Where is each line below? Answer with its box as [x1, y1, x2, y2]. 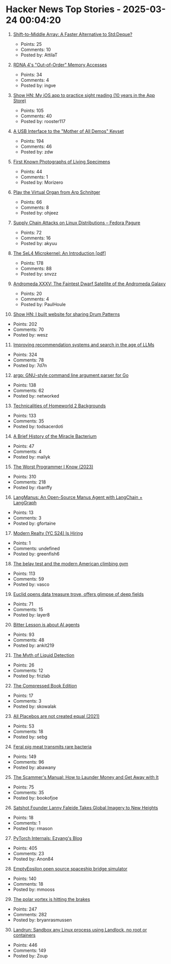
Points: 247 [13, 906, 37, 912]
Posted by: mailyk [13, 454, 51, 460]
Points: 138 [13, 382, 37, 388]
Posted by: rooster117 [20, 118, 65, 124]
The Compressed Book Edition [13, 682, 77, 688]
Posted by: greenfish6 [13, 551, 60, 557]
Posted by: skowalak [13, 703, 56, 709]
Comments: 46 [20, 143, 52, 149]
